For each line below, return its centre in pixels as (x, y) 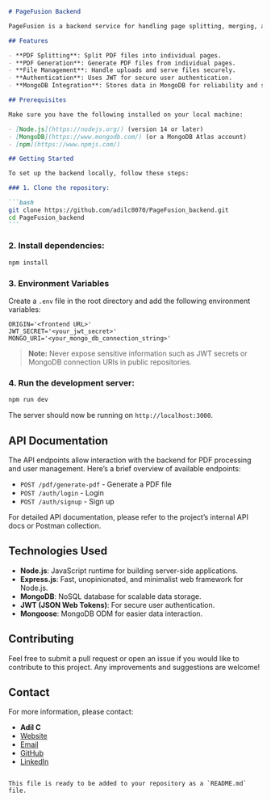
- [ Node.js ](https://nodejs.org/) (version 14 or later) (106, 129)
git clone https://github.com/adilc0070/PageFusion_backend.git (119, 210)
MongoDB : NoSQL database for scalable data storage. (110, 596)
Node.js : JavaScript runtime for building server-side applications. (129, 571)
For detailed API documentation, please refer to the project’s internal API (128, 516)
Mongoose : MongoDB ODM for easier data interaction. (111, 613)
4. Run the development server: (71, 382)
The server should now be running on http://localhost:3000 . (111, 415)
